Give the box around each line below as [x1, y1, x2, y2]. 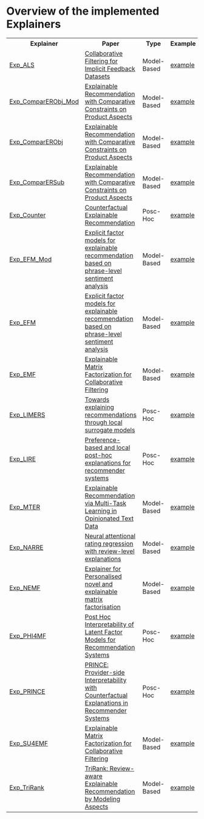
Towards [84, 395, 110, 404]
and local [104, 443, 131, 452]
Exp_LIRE [9, 454, 36, 463]
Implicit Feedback [84, 64, 135, 73]
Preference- [84, 435, 121, 444]
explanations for [84, 459, 131, 467]
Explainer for [84, 564, 121, 573]
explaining [84, 402, 114, 411]
